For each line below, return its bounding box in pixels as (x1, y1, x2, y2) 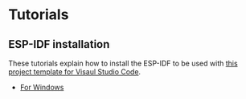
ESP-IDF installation (8, 38, 110, 51)
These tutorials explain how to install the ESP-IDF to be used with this (8, 58, 239, 68)
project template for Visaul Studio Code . (8, 67, 141, 77)
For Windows (19, 82, 64, 92)
